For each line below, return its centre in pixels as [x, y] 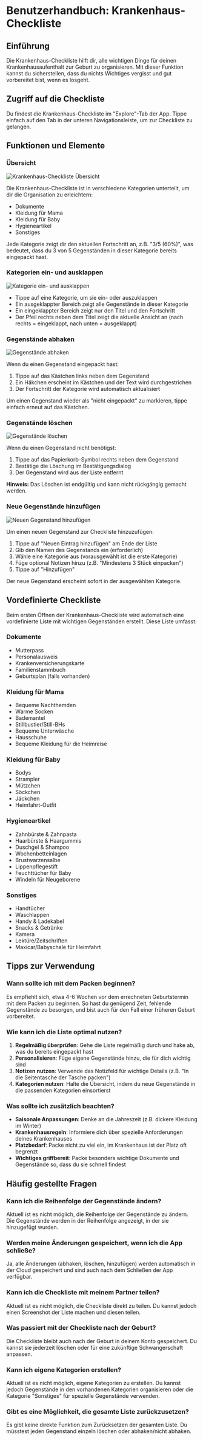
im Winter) [28, 1126]
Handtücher [30, 908]
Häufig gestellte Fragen [52, 1184]
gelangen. [19, 126]
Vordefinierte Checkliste [54, 600]
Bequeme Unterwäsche [45, 731]
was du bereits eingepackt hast [54, 1051]
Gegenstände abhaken [40, 339]
